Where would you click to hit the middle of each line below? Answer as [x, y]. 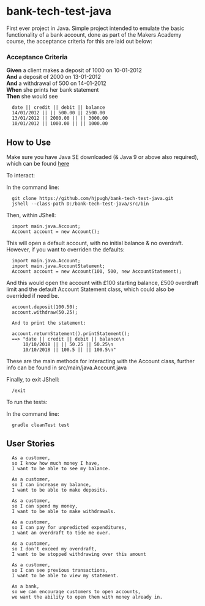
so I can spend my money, [45, 506]
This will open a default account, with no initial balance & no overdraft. [95, 243]
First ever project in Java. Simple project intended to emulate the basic [95, 28]
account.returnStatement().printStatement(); [71, 334]
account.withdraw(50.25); [45, 312]
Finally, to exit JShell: [33, 380]
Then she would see [32, 97]
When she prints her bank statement [53, 90]
